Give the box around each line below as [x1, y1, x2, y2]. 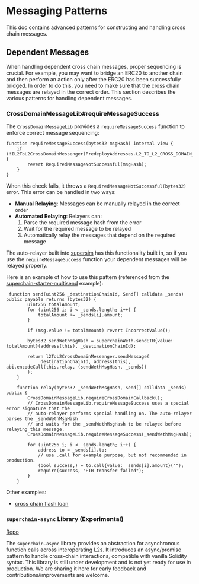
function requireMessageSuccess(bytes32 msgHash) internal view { [6, 141, 174, 147]
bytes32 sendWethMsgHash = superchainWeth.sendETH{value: [27, 338, 174, 344]
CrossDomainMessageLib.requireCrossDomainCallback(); [27, 395, 163, 401]
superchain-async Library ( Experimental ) [6, 515, 124, 523]
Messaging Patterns [6, 4, 108, 18]
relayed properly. [6, 262, 48, 269]
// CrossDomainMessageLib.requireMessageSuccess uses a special [27, 401, 190, 407]
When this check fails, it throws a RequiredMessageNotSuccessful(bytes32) [6, 182, 187, 189]
